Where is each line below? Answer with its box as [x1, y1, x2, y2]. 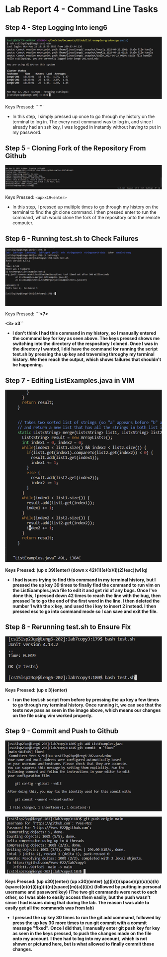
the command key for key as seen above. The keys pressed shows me [12, 336, 160, 342]
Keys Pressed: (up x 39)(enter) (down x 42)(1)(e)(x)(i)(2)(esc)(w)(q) [5, 567, 148, 573]
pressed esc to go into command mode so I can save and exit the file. [12, 608, 158, 614]
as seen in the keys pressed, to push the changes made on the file [12, 931, 152, 937]
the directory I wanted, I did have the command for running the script [12, 346, 158, 352]
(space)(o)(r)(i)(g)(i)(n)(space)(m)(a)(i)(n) [5, 884, 93, 890]
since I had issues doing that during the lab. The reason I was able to [5, 900, 150, 906]
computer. [12, 220, 34, 226]
